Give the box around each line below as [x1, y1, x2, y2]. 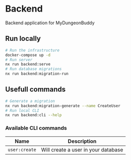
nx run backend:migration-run [5, 71, 69, 76]
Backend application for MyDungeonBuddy [5, 20, 95, 26]
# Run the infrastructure [5, 47, 59, 53]
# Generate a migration [5, 98, 55, 103]
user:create [8, 147, 37, 152]
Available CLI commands [5, 125, 67, 132]
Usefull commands [5, 85, 66, 94]
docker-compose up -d [5, 52, 51, 58]
